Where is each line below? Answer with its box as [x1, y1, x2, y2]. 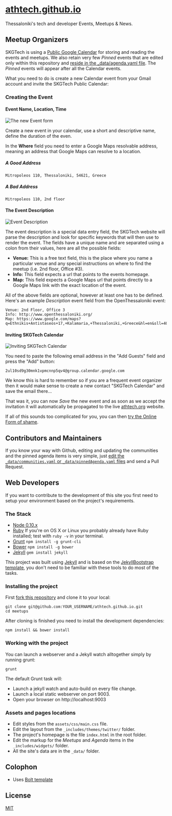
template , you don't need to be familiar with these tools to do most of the [5, 564, 159, 571]
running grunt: [5, 657, 36, 663]
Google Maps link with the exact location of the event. [12, 282, 127, 288]
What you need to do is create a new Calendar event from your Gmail [5, 75, 151, 81]
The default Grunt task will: [5, 675, 62, 682]
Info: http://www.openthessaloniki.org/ [5, 312, 93, 317]
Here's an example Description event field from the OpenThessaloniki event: [5, 298, 166, 304]
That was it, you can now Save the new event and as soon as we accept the [5, 398, 165, 404]
